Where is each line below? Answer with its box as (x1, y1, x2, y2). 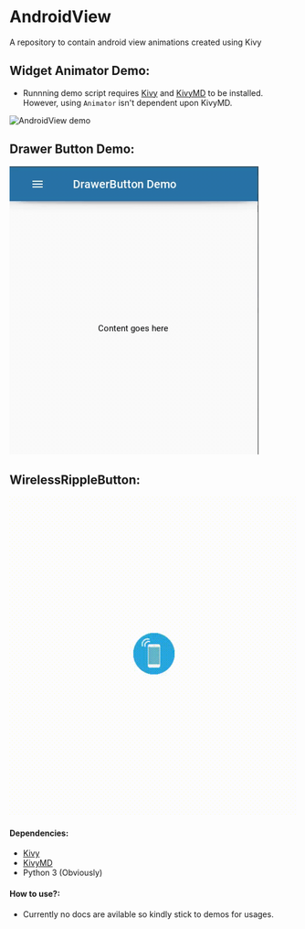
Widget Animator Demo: (9, 63, 151, 79)
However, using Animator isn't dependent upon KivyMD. (22, 97, 233, 108)
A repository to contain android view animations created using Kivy (9, 37, 262, 48)
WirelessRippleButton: (9, 472, 141, 487)
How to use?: (9, 888, 61, 899)
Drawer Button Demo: (9, 142, 135, 157)
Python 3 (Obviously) (22, 867, 103, 879)
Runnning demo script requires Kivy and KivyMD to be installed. (22, 87, 264, 98)
